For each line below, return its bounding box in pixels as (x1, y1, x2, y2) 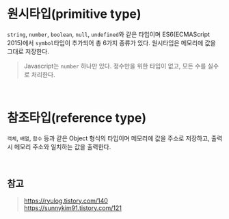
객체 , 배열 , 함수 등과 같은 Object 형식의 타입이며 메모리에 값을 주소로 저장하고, (7, 134, 210, 142)
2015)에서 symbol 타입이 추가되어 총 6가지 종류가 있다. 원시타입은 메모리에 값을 (7, 38, 217, 47)
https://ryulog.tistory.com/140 (23, 196, 108, 205)
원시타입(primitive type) (7, 6, 142, 22)
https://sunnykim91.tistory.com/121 (23, 203, 122, 212)
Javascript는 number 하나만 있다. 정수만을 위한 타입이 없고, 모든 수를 (23, 62, 206, 70)
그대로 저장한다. (7, 47, 50, 55)
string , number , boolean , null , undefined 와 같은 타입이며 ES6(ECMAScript (7, 30, 211, 38)
